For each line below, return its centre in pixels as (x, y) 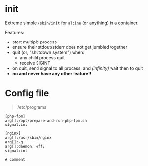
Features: (15, 32)
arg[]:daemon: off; (25, 146)
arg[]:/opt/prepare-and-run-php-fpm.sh (46, 120)
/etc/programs (32, 107)
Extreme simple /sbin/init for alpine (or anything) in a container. (72, 23)
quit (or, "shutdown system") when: (48, 52)
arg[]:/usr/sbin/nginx (28, 138)
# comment (15, 159)
